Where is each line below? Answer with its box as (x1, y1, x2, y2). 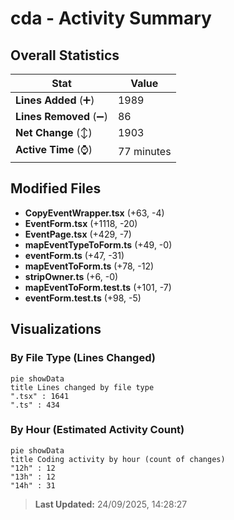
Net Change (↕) (15, 126, 93, 139)
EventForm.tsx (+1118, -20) (24, 217, 138, 229)
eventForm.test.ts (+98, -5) (24, 292, 142, 304)
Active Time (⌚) (15, 143, 93, 156)
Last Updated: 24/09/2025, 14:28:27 (34, 498, 188, 510)
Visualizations (10, 321, 102, 338)
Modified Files (10, 180, 102, 197)
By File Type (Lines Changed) (10, 351, 156, 365)
